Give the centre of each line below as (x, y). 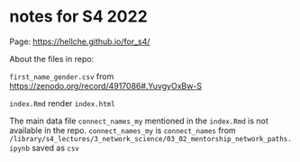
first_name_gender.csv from (62, 76)
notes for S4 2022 (79, 17)
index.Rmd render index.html (62, 103)
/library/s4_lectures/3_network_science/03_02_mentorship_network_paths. (151, 139)
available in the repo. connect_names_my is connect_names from (123, 130)
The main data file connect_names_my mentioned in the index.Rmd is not (139, 121)
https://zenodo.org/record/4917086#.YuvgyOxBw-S (106, 85)
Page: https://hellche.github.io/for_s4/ (80, 41)
